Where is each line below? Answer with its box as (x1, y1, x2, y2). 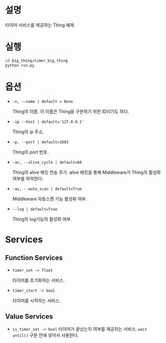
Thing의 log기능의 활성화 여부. (12, 216, 72, 222)
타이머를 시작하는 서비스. (12, 298, 61, 304)
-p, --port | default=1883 (12, 139, 69, 145)
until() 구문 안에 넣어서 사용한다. (12, 333, 79, 339)
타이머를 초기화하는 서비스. (12, 277, 65, 283)
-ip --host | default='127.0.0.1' (12, 119, 84, 124)
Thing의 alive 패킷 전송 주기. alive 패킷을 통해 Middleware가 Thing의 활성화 (12, 169, 161, 175)
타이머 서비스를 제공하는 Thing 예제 (5, 22, 74, 28)
